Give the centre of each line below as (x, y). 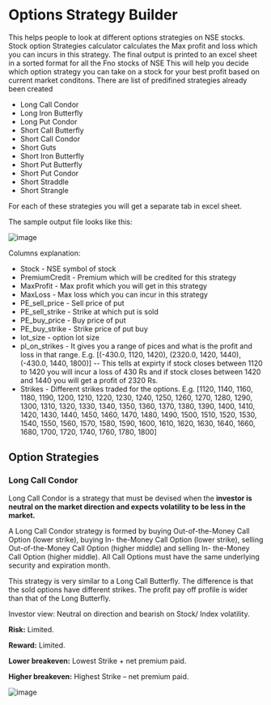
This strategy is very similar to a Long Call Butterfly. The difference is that (131, 580)
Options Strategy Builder (93, 15)
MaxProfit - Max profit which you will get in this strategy (114, 285)
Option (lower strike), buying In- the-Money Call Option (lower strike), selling (136, 539)
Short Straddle (44, 182)
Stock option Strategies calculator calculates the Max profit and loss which (133, 45)
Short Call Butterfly (52, 130)
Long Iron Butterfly (51, 113)
